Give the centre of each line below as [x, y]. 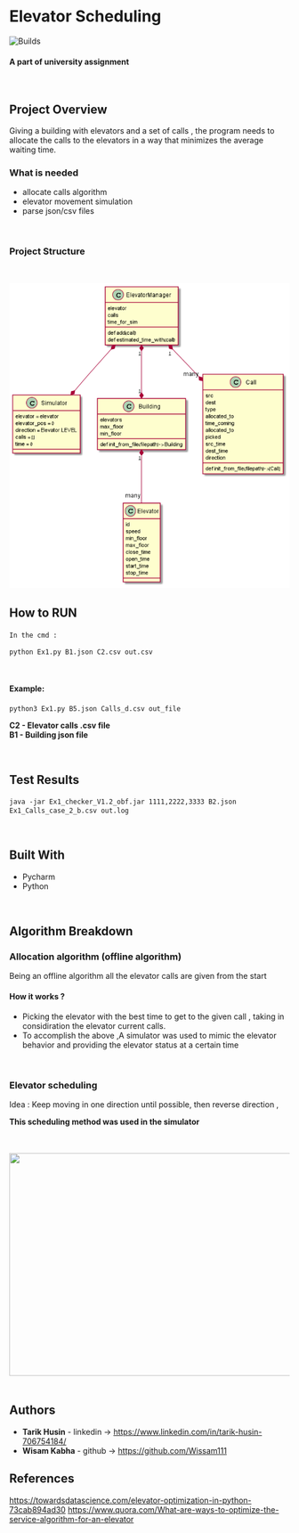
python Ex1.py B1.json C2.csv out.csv [81, 652]
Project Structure [47, 251]
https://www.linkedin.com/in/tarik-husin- [188, 1431]
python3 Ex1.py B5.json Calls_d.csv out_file [95, 709]
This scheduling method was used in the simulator [105, 1121]
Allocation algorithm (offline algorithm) [96, 957]
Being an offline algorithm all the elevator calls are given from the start [138, 976]
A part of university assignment [69, 61]
